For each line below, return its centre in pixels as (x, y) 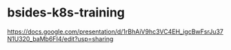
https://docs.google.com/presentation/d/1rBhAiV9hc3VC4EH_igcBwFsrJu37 (115, 32)
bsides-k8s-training (66, 13)
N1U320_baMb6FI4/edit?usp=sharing (60, 38)
